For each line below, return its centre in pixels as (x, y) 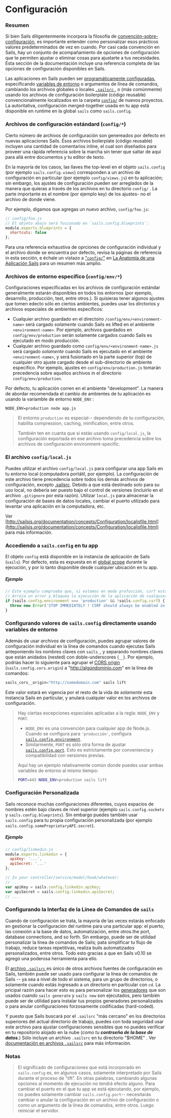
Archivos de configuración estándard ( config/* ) (66, 124)
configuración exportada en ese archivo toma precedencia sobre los (90, 439)
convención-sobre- (138, 36)
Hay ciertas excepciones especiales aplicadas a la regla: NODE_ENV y (89, 713)
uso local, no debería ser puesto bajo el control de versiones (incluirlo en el (84, 490)
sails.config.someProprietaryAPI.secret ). (50, 825)
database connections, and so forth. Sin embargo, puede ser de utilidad (81, 937)
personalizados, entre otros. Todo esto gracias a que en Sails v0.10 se (78, 953)
